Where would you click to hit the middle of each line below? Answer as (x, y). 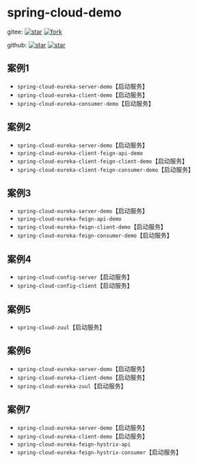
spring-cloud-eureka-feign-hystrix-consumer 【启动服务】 (100, 452)
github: (17, 45)
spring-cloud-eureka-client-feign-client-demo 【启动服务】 (102, 161)
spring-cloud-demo (64, 13)
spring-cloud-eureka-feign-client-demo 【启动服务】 (92, 227)
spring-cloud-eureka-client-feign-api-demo (80, 153)
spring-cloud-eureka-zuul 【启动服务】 (72, 385)
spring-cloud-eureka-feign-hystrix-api (74, 444)
